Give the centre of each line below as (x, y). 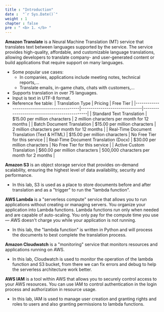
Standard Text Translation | (120, 114)
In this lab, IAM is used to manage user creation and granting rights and (84, 299)
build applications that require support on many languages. (64, 63)
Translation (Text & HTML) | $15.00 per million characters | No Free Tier (84, 135)
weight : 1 (16, 19)
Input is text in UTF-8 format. (41, 98)
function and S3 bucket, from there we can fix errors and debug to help (84, 264)
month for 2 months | (34, 155)
